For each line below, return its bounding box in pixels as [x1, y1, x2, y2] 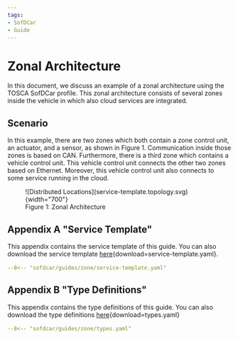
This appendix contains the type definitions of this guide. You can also [7, 303, 213, 311]
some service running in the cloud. [7, 174, 109, 183]
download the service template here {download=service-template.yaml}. [7, 249, 219, 258]
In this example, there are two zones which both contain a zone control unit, [7, 136, 229, 145]
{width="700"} [25, 195, 69, 204]
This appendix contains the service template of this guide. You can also [7, 242, 217, 250]
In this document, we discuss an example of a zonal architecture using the [7, 82, 225, 90]
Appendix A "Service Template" [7, 223, 153, 235]
